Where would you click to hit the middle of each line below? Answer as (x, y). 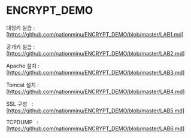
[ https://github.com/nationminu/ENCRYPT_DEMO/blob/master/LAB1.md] (95, 34)
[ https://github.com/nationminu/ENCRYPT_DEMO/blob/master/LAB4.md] (95, 91)
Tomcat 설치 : (22, 85)
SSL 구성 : (20, 104)
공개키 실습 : (21, 47)
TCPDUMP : (22, 122)
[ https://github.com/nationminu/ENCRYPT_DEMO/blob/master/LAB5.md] (95, 111)
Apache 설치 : (23, 66)
